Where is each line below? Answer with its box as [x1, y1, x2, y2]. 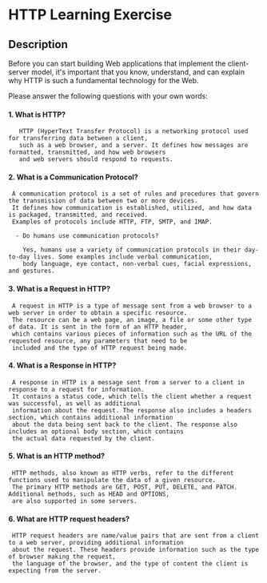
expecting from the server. [8, 567, 102, 575]
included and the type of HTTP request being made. [11, 344, 188, 352]
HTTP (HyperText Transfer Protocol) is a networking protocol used [18, 127, 249, 135]
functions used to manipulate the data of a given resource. [8, 476, 217, 484]
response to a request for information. [8, 385, 145, 393]
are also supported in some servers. [11, 497, 137, 505]
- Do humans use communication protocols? [15, 232, 159, 240]
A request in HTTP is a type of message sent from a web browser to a [11, 302, 252, 310]
